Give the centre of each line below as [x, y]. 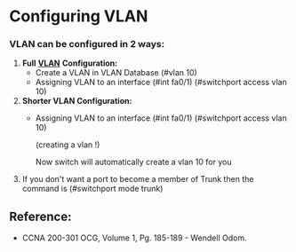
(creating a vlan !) [68, 145]
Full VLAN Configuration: [70, 63]
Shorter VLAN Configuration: [77, 101]
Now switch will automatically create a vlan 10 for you [133, 162]
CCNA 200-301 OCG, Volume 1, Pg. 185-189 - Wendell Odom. [134, 238]
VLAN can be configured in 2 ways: [87, 44]
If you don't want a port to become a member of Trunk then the [138, 179]
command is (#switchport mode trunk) [92, 189]
